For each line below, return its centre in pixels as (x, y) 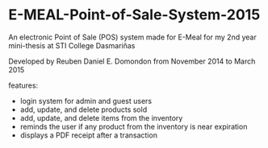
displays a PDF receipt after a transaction (88, 135)
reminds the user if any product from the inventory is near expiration (134, 126)
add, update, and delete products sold (84, 109)
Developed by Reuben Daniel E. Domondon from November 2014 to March (132, 61)
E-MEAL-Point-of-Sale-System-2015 (134, 15)
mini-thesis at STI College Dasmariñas (72, 45)
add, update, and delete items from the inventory (101, 117)
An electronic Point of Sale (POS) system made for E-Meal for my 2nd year (132, 37)
